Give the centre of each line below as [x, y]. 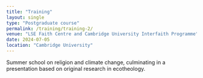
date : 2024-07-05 [28, 40]
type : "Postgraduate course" [43, 23]
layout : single [25, 17]
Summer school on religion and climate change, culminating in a [86, 62]
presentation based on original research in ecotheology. [76, 68]
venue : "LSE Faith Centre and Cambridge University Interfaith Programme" [102, 34]
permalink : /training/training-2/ [50, 28]
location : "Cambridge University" [50, 46]
